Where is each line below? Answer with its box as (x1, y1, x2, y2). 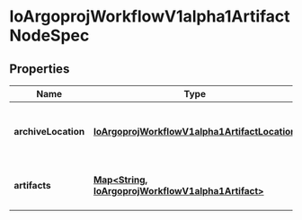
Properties (9, 61, 70, 76)
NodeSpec (9, 25, 90, 46)
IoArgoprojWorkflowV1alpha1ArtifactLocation (93, 126, 297, 137)
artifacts (13, 180, 51, 191)
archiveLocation (13, 126, 85, 137)
